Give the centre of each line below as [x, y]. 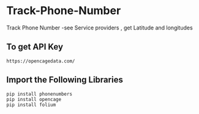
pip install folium [31, 105]
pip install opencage [34, 99]
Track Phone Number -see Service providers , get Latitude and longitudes [99, 28]
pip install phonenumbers [39, 94]
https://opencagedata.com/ [41, 61]
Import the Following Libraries [65, 80]
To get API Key [35, 47]
